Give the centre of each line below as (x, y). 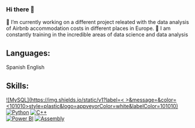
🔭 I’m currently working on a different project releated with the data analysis (97, 22)
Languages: (28, 53)
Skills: (18, 85)
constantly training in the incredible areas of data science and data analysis (97, 35)
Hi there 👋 (20, 9)
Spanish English (25, 68)
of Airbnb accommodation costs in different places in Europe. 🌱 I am (88, 28)
